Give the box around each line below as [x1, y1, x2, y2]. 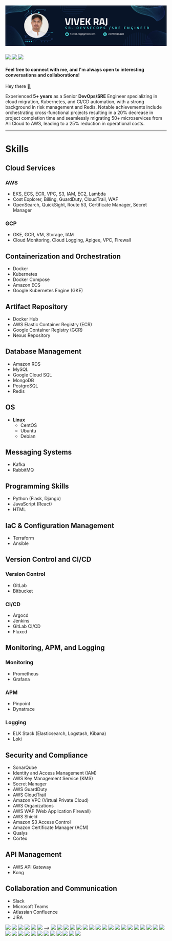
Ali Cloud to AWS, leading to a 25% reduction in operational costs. [5, 121, 145, 127]
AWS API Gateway [12, 863, 52, 870]
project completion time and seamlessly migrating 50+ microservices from [5, 115, 163, 121]
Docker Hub [12, 316, 38, 322]
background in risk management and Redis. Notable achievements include [5, 104, 162, 110]
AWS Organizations [12, 803, 54, 809]
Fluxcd [12, 628, 27, 634]
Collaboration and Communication [5, 884, 118, 893]
